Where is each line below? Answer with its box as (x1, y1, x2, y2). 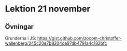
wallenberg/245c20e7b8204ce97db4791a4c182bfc (5, 40, 107, 46)
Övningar (5, 23, 34, 31)
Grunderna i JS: (5, 35, 36, 41)
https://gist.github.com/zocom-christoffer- (37, 35, 122, 41)
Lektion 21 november (5, 3, 91, 14)
